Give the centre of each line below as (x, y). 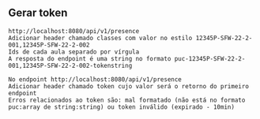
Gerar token (38, 13)
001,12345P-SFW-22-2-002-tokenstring (70, 65)
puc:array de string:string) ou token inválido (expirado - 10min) (122, 107)
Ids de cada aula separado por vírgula (74, 52)
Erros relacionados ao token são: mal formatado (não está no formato (127, 100)
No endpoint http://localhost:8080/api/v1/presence (95, 79)
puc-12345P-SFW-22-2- (210, 58)
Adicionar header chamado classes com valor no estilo (100, 38)
